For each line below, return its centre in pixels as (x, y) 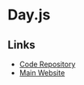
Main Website (42, 73)
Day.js (29, 15)
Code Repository (47, 64)
